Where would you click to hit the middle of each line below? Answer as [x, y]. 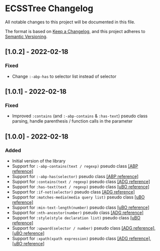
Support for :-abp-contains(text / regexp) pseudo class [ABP [75, 166]
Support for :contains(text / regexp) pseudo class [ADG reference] [81, 181]
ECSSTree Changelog [49, 9]
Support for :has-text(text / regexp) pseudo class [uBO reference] [80, 187]
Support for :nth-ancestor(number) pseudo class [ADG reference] [78, 213]
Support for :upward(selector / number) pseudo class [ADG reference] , [84, 228]
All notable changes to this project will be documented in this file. [70, 22]
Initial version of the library [39, 161]
